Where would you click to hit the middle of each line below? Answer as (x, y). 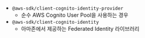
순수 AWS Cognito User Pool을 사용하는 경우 (75, 15)
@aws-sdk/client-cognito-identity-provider (68, 8)
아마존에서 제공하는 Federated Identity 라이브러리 (80, 29)
